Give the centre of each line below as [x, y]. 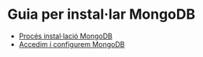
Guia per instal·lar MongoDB [101, 14]
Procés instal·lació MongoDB [66, 36]
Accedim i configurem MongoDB [72, 44]
